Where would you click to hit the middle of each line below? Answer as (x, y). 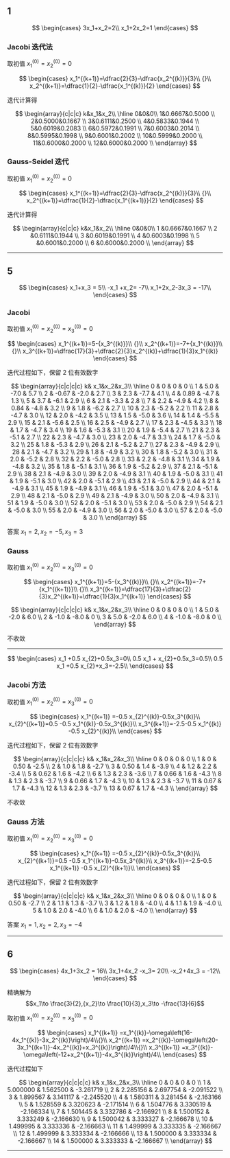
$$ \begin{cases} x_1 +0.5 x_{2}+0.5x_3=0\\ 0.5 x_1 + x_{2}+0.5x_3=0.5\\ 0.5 (115, 659)
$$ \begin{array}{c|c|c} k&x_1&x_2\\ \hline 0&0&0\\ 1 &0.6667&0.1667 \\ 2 (115, 229)
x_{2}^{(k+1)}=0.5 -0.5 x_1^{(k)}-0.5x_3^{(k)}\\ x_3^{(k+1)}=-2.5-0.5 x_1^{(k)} (115, 724)
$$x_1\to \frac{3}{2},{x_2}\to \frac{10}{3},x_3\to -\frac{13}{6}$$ (115, 1003)
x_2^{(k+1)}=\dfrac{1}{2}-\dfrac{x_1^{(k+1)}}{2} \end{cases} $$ (115, 200)
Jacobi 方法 (27, 685)
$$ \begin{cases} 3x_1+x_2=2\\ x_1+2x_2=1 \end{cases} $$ (115, 27)
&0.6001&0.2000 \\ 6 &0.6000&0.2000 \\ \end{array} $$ (115, 243)
